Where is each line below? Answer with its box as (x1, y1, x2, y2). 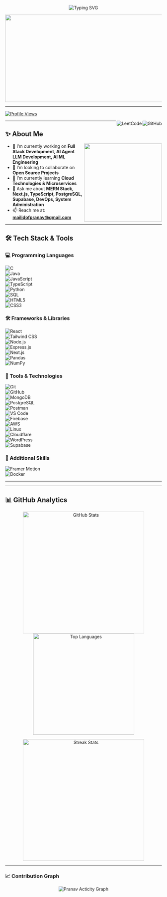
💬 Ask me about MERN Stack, (12, 185, 74, 192)
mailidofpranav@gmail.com (12, 214, 72, 220)
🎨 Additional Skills (5, 455, 50, 462)
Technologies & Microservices (12, 180, 77, 186)
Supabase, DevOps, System (12, 196, 72, 202)
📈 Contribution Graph (5, 873, 60, 880)
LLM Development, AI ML (12, 154, 66, 160)
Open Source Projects (12, 170, 59, 176)
